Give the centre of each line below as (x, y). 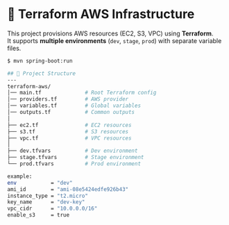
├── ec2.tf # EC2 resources (69, 125)
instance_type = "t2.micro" (48, 196)
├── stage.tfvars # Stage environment (76, 158)
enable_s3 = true (39, 215)
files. (14, 48)
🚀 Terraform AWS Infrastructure (101, 14)
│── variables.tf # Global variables (74, 106)
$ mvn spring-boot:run (40, 61)
